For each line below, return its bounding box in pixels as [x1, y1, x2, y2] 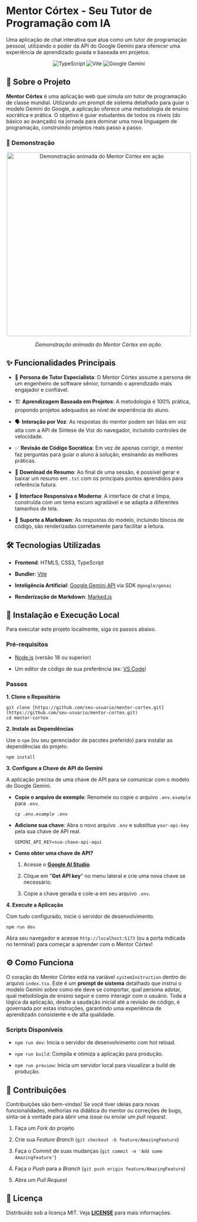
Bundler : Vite [14, 570, 47, 577]
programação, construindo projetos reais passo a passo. [6, 124, 143, 131]
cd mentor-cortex [6, 715, 49, 721]
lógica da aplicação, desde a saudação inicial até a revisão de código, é [6, 998, 181, 1005]
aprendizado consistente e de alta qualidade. [6, 1011, 115, 1018]
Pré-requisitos [6, 640, 48, 648]
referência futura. [14, 481, 58, 488]
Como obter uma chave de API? [14, 850, 94, 857]
